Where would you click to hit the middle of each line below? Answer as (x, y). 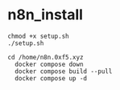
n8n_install (46, 15)
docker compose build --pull (64, 71)
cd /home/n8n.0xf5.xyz (46, 57)
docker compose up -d (51, 78)
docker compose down (49, 64)
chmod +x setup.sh (38, 36)
